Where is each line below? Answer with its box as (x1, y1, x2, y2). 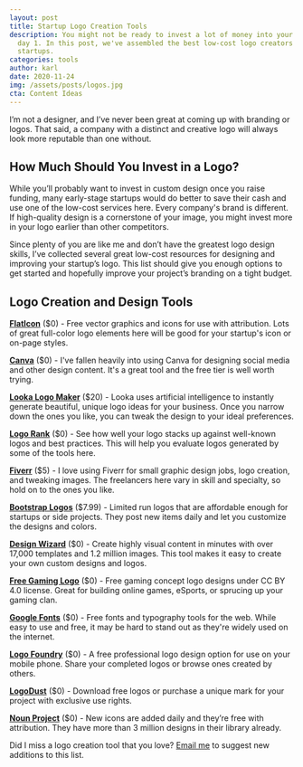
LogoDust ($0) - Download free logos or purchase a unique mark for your (9, 686, 285, 696)
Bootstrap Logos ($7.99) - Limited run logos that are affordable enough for (9, 502, 289, 513)
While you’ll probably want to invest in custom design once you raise (9, 183, 265, 194)
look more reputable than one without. (9, 133, 152, 144)
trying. (9, 374, 34, 385)
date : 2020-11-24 (9, 72, 75, 81)
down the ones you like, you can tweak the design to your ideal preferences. (9, 411, 294, 421)
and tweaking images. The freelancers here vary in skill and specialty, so (9, 475, 281, 486)
